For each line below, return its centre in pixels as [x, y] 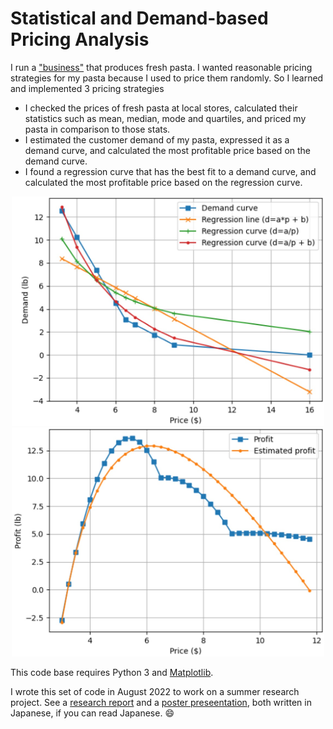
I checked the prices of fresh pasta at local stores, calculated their [161, 108]
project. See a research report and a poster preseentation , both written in [161, 703]
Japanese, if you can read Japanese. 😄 [92, 713]
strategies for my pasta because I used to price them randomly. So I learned [167, 78]
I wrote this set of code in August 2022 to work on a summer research [155, 692]
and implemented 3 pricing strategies [87, 88]
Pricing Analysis [80, 39]
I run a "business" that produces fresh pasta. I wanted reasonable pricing [161, 67]
